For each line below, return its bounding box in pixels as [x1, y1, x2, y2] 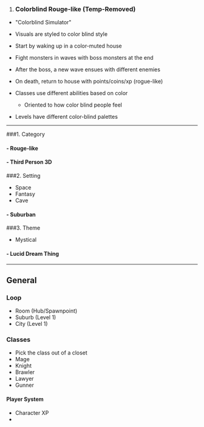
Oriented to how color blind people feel [24, 101, 123, 108]
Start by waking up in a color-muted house [15, 42, 123, 50]
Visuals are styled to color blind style [15, 30, 108, 38]
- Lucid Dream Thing [6, 250, 59, 257]
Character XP [15, 409, 49, 416]
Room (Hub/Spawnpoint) [15, 307, 78, 315]
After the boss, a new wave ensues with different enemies [15, 66, 161, 73]
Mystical [15, 236, 37, 244]
